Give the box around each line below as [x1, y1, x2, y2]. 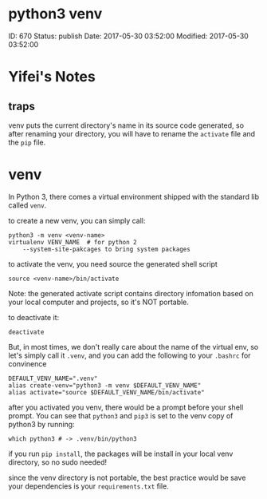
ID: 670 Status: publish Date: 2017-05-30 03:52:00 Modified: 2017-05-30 [8, 31, 249, 41]
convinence [8, 358, 47, 368]
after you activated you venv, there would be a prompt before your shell [8, 402, 244, 412]
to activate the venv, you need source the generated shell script [8, 259, 218, 268]
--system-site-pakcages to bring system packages [22, 245, 191, 253]
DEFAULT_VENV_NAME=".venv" [8, 374, 98, 382]
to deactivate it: [8, 312, 60, 322]
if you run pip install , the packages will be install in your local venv [8, 449, 234, 458]
